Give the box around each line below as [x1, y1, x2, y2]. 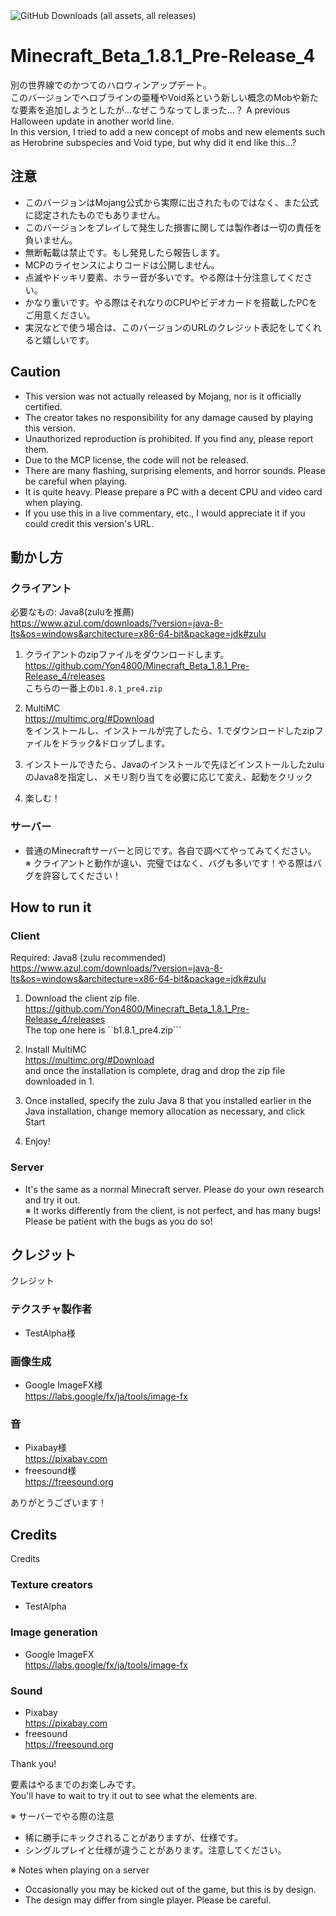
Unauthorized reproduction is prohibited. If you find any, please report [24, 432, 314, 444]
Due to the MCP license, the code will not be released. [24, 454, 249, 466]
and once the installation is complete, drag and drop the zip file [24, 1065, 286, 1077]
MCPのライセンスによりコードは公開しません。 [24, 259, 220, 271]
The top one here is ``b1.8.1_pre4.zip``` [24, 1024, 182, 1036]
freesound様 [24, 1465, 77, 1477]
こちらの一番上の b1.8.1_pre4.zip [24, 682, 163, 694]
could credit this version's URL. [24, 517, 154, 529]
